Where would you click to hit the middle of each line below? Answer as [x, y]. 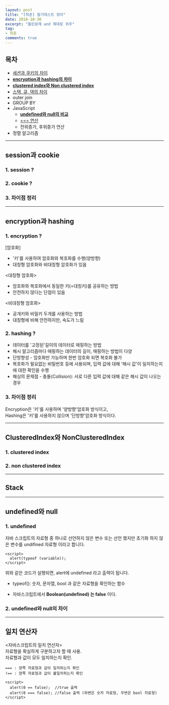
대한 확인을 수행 [33, 370]
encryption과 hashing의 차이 [42, 79]
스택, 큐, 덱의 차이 [30, 92]
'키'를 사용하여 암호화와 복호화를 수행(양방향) [56, 258]
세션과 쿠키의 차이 [30, 73]
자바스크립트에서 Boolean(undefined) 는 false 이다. [64, 594]
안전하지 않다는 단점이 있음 [39, 292]
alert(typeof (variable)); [38, 558]
